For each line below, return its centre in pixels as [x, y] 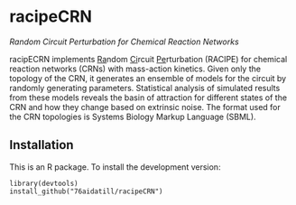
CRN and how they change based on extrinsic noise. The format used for [145, 107]
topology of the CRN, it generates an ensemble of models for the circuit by [148, 78]
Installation [42, 145]
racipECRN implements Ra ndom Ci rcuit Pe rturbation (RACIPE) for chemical [148, 59]
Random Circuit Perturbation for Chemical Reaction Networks [124, 42]
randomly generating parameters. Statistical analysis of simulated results [145, 88]
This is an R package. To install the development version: [115, 167]
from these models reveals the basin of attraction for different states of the [148, 98]
